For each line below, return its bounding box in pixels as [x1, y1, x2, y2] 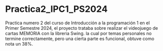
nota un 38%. [5, 41, 33, 47]
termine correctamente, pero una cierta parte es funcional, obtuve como [5, 36, 154, 42]
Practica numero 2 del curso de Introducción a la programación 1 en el [5, 20, 150, 26]
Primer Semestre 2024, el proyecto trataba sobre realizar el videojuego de [5, 25, 158, 31]
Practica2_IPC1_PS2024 [5, 3, 108, 15]
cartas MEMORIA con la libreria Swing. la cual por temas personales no [5, 30, 152, 36]
